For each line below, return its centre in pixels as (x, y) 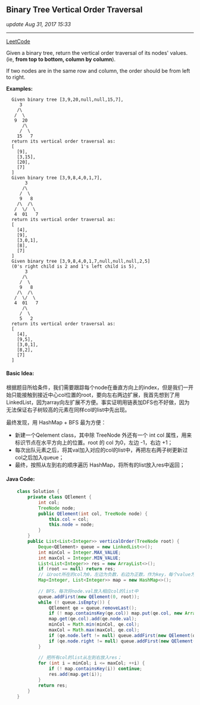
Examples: (19, 88)
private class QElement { (60, 497)
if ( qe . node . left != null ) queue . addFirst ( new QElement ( (121, 635)
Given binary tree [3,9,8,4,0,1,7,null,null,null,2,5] (81, 261)
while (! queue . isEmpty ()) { (74, 602)
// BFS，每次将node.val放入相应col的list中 (88, 591)
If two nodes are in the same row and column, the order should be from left (98, 70)
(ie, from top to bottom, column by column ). (61, 59)
